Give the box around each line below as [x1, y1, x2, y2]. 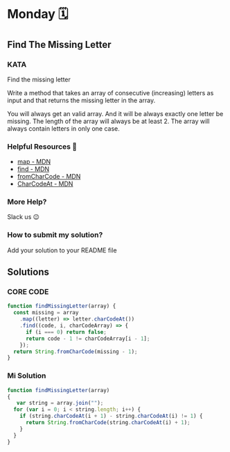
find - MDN [17, 165, 50, 173]
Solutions [7, 266, 50, 278]
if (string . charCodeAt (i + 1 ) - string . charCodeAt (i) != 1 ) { [19, 412, 203, 420]
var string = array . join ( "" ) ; [16, 400, 104, 407]
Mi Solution [7, 371, 46, 380]
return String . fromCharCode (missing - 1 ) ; [13, 348, 138, 355]
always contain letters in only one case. [7, 124, 120, 133]
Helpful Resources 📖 [7, 141, 78, 151]
